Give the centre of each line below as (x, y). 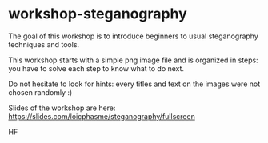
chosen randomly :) (40, 92)
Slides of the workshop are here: (62, 108)
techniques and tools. (44, 44)
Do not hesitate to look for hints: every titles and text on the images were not (134, 84)
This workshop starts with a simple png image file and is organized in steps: (133, 60)
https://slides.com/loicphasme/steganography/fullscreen (102, 116)
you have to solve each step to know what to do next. (96, 68)
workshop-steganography (98, 14)
